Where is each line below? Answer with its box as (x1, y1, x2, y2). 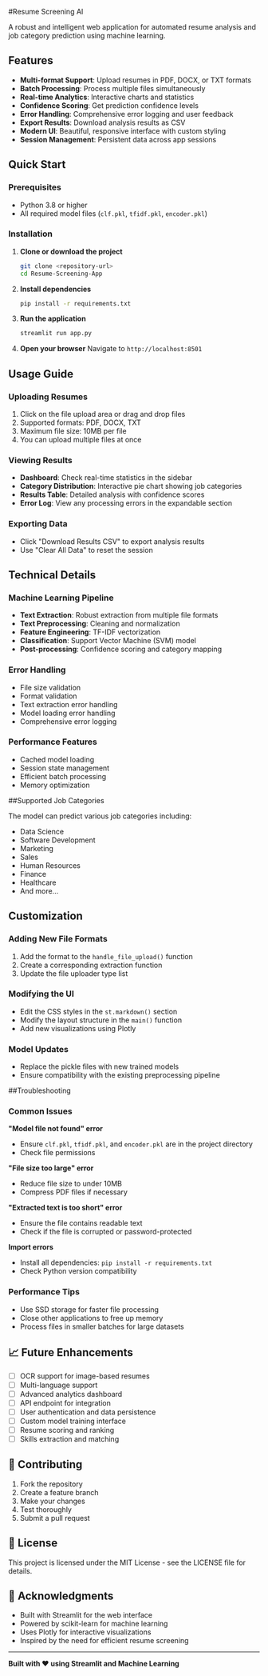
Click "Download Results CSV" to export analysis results (19, 536, 205, 546)
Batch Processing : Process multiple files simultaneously (19, 83, 206, 93)
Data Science (19, 826, 65, 836)
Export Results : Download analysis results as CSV (19, 118, 186, 127)
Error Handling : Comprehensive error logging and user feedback (19, 109, 234, 118)
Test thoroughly (19, 1504, 72, 1514)
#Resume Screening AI (8, 7, 84, 16)
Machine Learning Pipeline (8, 592, 114, 603)
